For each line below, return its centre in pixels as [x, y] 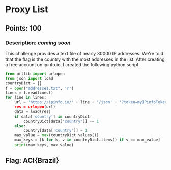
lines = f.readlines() [29, 93]
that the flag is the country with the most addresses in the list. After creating [85, 59]
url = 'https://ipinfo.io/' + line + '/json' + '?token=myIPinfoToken [91, 102]
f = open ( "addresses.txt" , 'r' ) [39, 88]
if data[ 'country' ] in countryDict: [53, 116]
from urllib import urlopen [35, 74]
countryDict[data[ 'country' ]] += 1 [61, 121]
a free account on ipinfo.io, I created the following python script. [73, 64]
